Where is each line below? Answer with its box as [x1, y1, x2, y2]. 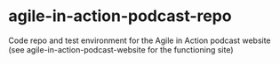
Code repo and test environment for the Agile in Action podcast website [8, 35, 272, 46]
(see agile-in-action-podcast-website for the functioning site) [8, 44, 234, 54]
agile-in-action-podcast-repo [8, 6, 232, 26]
